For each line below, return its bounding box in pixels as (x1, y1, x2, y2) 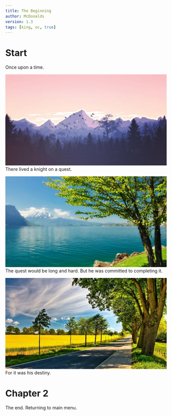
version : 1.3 (5, 19, 33, 24)
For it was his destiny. (5, 369, 51, 375)
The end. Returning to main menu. (5, 404, 77, 410)
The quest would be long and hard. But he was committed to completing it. (5, 268, 163, 274)
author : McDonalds (5, 13, 45, 19)
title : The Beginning (5, 8, 52, 13)
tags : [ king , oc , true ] (5, 25, 56, 30)
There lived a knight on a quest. (5, 166, 72, 172)
